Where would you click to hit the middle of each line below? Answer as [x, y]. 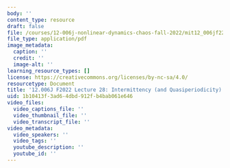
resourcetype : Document [41, 84]
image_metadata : [30, 45]
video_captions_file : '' [49, 109]
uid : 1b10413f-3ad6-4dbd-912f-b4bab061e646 [70, 97]
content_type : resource [41, 20]
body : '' [20, 13]
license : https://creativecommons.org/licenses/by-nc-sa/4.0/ [98, 77]
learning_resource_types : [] [49, 71]
